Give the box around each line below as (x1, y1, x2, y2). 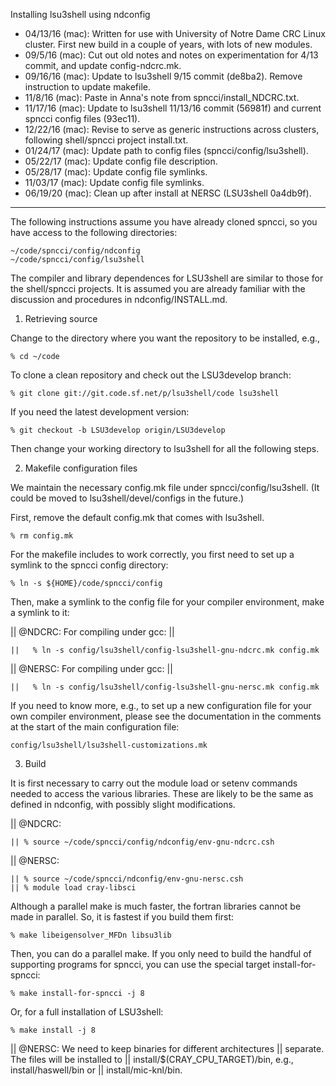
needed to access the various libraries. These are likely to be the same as (10, 788, 314, 799)
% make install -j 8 (10, 1025, 97, 1035)
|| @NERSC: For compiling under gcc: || (10, 663, 173, 674)
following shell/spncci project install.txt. (24, 134, 189, 146)
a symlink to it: (10, 607, 70, 618)
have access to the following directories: (10, 227, 178, 238)
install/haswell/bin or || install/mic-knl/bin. (10, 1064, 183, 1076)
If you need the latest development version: (10, 406, 190, 418)
